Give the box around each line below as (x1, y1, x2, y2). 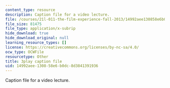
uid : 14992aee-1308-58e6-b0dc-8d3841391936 (5, 63, 99, 68)
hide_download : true (5, 31, 49, 36)
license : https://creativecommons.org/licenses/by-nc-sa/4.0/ (5, 45, 139, 50)
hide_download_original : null (5, 36, 69, 41)
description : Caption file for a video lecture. (5, 12, 110, 17)
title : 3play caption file (5, 59, 62, 64)
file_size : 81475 (5, 21, 42, 27)
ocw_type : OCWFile (5, 49, 44, 54)
